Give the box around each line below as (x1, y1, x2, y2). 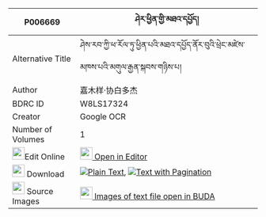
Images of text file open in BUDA (94, 191, 215, 201)
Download (26, 169, 65, 179)
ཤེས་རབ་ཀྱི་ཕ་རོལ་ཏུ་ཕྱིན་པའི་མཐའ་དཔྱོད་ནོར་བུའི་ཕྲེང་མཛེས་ (79, 40, 245, 50)
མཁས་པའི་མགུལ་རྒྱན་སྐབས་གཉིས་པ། (79, 62, 182, 72)
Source (26, 186, 54, 196)
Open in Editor (94, 151, 148, 162)
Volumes (12, 134, 45, 145)
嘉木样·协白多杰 (79, 85, 139, 96)
